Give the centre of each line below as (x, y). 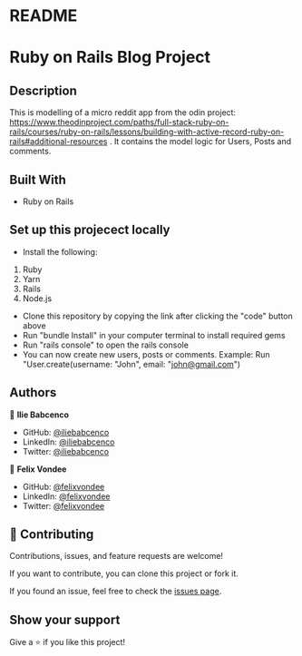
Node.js (37, 298)
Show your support (65, 619)
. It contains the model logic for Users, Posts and (200, 142)
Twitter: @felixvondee (63, 505)
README (44, 16)
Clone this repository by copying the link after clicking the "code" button (157, 316)
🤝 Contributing (52, 535)
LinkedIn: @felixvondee (66, 496)
